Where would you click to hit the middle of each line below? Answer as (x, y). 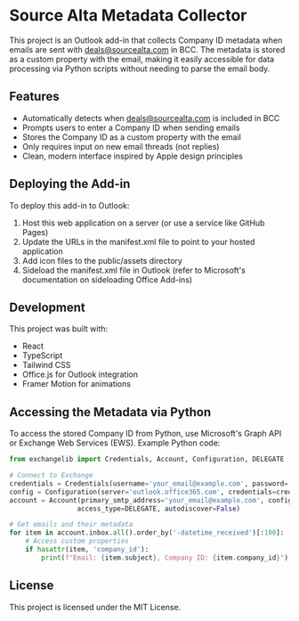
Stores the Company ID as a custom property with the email (132, 137)
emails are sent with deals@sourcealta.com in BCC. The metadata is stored (147, 49)
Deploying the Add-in (70, 184)
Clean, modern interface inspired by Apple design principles (132, 156)
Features (34, 97)
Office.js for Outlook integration (80, 374)
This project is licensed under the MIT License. (95, 607)
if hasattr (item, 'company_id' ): (87, 550)
